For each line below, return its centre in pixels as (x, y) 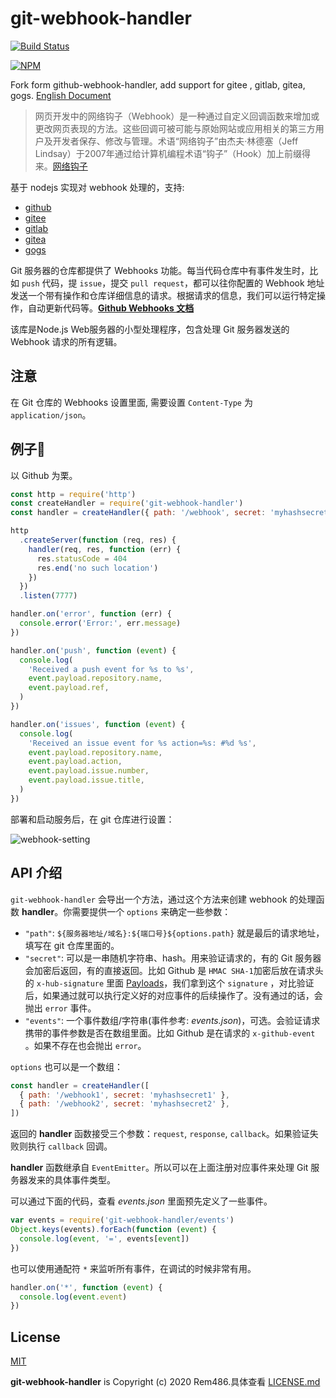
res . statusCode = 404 (82, 558)
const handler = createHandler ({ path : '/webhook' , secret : (138, 513)
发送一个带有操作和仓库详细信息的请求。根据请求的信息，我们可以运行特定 (163, 295)
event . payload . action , (75, 762)
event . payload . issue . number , (89, 771)
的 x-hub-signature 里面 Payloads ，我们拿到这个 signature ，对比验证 (169, 983)
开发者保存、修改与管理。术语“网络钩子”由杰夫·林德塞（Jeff (175, 141)
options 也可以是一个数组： (67, 1066)
